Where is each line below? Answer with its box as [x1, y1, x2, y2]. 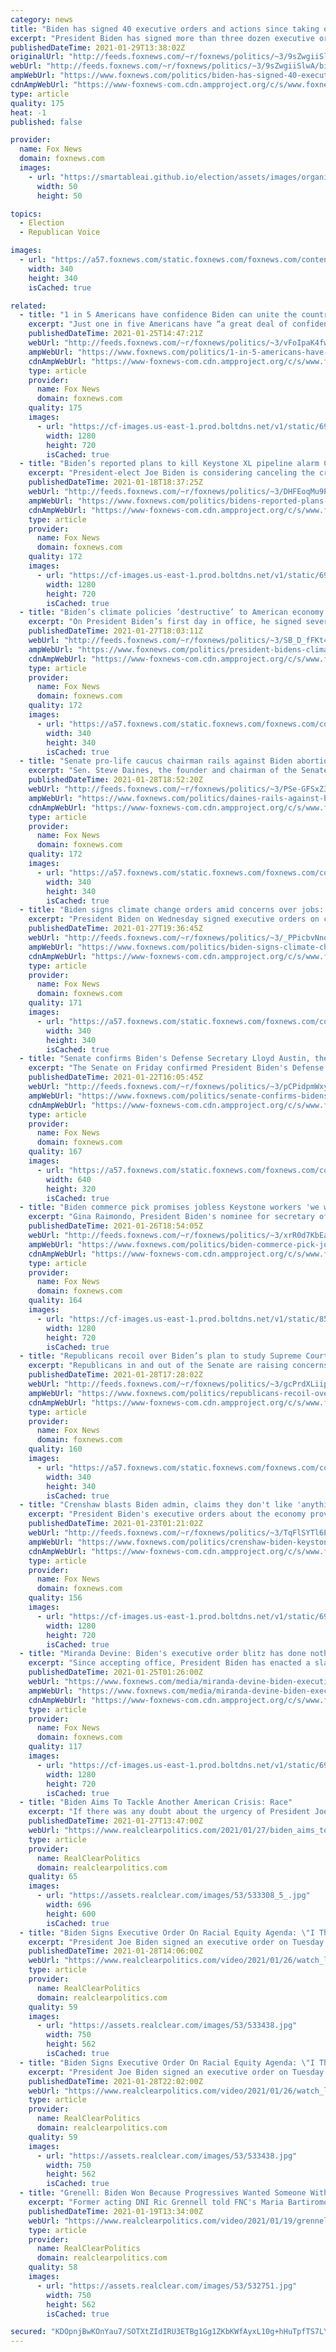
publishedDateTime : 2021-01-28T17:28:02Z [28, 1370, 203, 1380]
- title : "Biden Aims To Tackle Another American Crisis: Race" [19, 1797, 293, 1808]
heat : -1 [10, 107, 47, 118]
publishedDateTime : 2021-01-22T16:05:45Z [28, 1072, 203, 1083]
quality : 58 [28, 2262, 78, 2273]
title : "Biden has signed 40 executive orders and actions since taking [10, 24, 320, 34]
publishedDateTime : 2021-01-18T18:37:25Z [28, 477, 203, 488]
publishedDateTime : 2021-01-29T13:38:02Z [10, 42, 186, 53]
